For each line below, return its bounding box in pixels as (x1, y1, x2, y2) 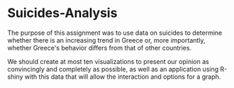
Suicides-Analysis (7, 5, 118, 21)
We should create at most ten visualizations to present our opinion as (7, 57, 209, 65)
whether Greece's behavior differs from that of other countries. (7, 43, 192, 52)
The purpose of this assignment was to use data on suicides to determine (7, 28, 223, 37)
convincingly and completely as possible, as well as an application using (7, 65, 219, 73)
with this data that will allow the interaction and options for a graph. (24, 72, 221, 81)
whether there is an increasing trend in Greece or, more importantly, (7, 35, 206, 44)
